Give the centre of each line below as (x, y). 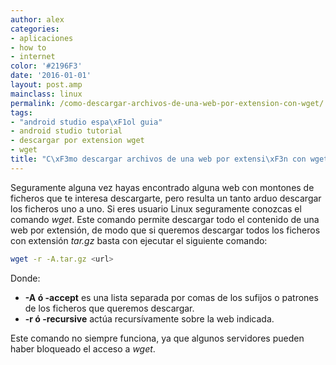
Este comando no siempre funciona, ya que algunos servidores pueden (157, 338)
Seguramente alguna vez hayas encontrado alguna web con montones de (162, 187)
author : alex (37, 19)
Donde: (25, 278)
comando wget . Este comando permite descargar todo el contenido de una (165, 219)
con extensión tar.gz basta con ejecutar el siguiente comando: (139, 240)
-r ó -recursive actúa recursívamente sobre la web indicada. (149, 318)
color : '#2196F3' (46, 66)
